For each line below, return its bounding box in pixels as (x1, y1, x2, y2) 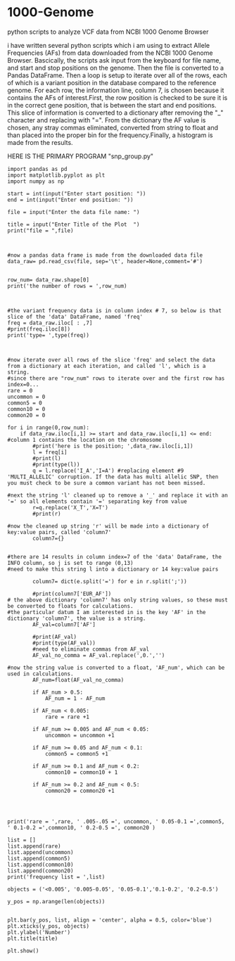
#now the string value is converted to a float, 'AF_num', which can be (7, 664, 225, 671)
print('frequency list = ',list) (7, 873, 106, 880)
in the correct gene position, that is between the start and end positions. (7, 101, 217, 109)
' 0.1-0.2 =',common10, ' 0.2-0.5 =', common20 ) (7, 824, 156, 831)
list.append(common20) (7, 867, 74, 874)
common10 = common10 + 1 (44, 768, 118, 776)
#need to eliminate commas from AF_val (32, 645, 150, 653)
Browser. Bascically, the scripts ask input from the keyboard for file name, (7, 56, 222, 64)
